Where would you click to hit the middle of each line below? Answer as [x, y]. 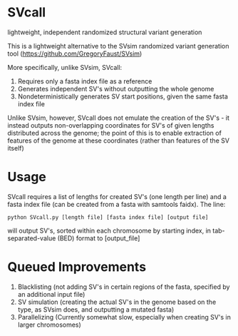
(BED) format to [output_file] [99, 238]
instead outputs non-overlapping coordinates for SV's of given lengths [111, 125]
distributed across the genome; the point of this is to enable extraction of [115, 133]
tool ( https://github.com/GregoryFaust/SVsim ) [75, 54]
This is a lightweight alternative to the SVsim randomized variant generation [118, 46]
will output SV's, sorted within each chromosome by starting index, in [109, 230]
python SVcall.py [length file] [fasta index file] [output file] [108, 217]
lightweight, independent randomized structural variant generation [105, 32]
